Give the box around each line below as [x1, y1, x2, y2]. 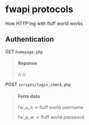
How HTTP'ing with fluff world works [5, 20, 83, 26]
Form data [17, 93, 40, 99]
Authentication [5, 35, 54, 44]
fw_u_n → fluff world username [17, 104, 83, 110]
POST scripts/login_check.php [5, 81, 71, 87]
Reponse [17, 60, 37, 67]
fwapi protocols [5, 4, 74, 15]
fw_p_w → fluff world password [17, 114, 84, 120]
